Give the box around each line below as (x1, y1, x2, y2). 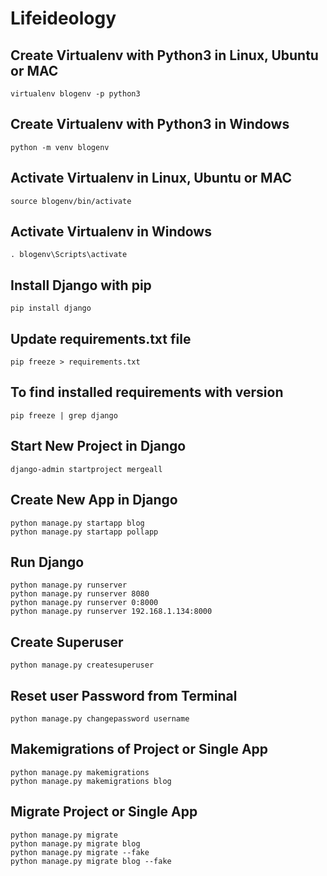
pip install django (10, 303, 92, 314)
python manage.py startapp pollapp (10, 527, 159, 537)
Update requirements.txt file (10, 330, 192, 347)
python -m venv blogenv (10, 142, 110, 152)
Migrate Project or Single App (10, 803, 198, 821)
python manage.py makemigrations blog (10, 776, 172, 786)
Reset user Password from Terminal (10, 687, 238, 704)
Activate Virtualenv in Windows (10, 223, 212, 241)
